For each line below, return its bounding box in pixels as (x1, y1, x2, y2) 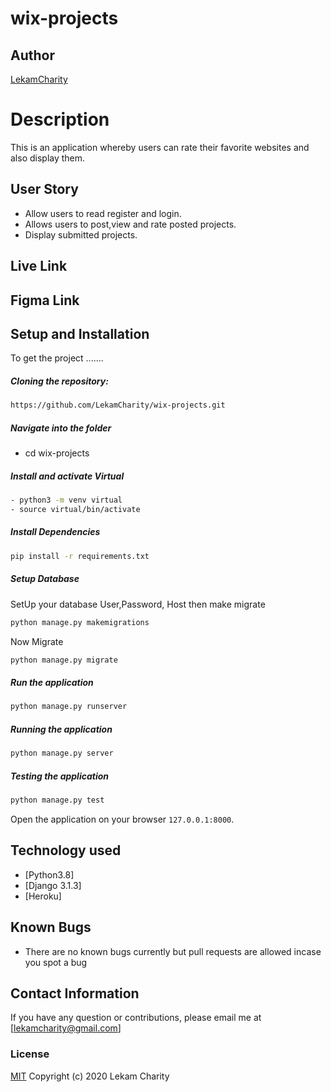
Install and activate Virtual (10, 470, 125, 482)
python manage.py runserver (10, 702, 128, 712)
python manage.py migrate (10, 655, 118, 665)
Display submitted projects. (24, 228, 138, 241)
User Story (10, 181, 79, 198)
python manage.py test (10, 795, 105, 806)
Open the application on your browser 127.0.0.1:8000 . (10, 813, 235, 825)
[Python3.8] (24, 868, 75, 881)
